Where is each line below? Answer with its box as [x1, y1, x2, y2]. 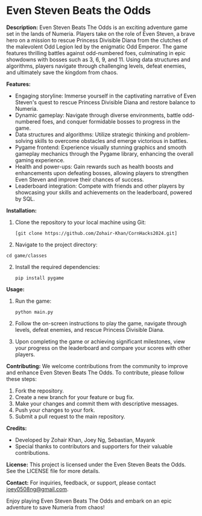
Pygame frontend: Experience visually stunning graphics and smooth [14, 144, 187, 151]
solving [14, 137, 34, 144]
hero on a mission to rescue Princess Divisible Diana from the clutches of [6, 36, 188, 44]
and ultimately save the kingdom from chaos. [6, 68, 119, 76]
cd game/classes [6, 253, 47, 259]
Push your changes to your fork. [14, 406, 95, 414]
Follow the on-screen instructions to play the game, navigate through [14, 319, 187, 327]
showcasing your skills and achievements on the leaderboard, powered [14, 188, 192, 196]
